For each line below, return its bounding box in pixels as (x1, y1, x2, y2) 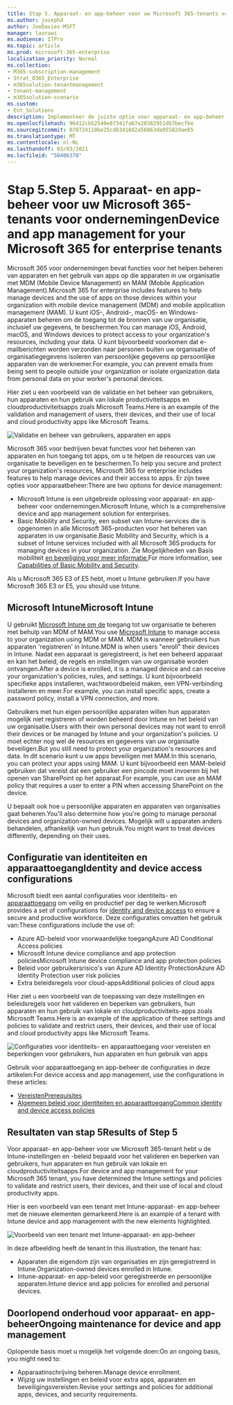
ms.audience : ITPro (7, 36, 64, 43)
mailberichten (7, 345, 46, 353)
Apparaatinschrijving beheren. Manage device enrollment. (17, 1368, 182, 1377)
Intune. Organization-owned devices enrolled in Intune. (17, 1265, 173, 1273)
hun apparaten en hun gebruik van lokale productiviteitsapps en (7, 395, 190, 403)
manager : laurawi (7, 29, 58, 37)
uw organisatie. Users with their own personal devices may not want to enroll (7, 722, 226, 731)
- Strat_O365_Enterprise (7, 74, 79, 82)
